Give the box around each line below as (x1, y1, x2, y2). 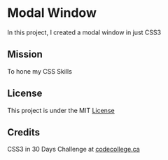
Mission (7, 48, 43, 60)
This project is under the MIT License (7, 106, 115, 114)
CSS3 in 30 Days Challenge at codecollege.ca (7, 145, 140, 154)
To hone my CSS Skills (7, 67, 72, 75)
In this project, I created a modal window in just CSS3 (7, 28, 162, 36)
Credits (7, 126, 41, 138)
